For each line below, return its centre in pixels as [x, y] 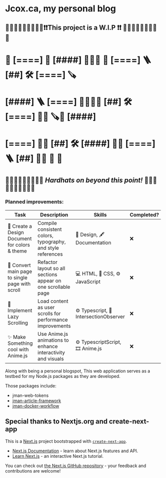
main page [20, 271]
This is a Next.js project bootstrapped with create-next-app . [66, 441]
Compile [47, 223]
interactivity [51, 352]
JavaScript [88, 282]
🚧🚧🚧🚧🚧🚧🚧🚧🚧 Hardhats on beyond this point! [74, 180]
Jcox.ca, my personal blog [61, 9]
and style [48, 248]
